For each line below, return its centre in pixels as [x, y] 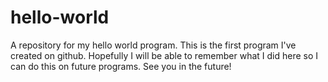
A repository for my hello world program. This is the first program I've [153, 45]
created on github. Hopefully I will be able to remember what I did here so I [164, 55]
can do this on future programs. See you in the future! [121, 66]
